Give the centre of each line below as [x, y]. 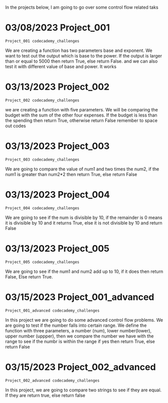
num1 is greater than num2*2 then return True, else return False [71, 174]
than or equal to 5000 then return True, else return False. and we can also [81, 61]
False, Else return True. [29, 276]
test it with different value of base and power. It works [61, 66]
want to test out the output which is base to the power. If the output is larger [83, 55]
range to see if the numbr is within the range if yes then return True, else [80, 341]
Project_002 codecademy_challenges [42, 100]
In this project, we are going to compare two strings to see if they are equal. [83, 390]
